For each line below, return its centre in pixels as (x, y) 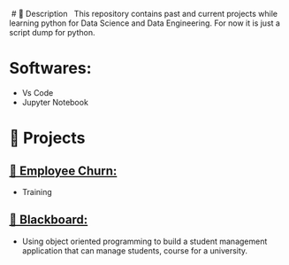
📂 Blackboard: (49, 220)
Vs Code (38, 92)
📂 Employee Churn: (63, 171)
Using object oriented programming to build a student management (144, 241)
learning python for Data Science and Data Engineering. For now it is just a (145, 23)
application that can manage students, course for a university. (135, 250)
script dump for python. (52, 32)
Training (37, 191)
